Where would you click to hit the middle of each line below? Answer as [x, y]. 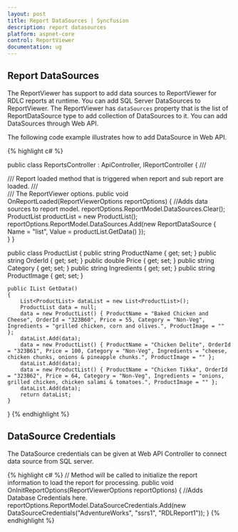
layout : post [27, 14]
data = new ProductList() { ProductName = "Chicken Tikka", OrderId [124, 370]
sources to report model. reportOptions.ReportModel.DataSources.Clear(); [117, 209]
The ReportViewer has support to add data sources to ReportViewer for [112, 93]
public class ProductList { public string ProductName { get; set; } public [112, 253]
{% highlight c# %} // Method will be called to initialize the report [103, 475]
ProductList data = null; [59, 307]
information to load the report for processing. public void [90, 482]
